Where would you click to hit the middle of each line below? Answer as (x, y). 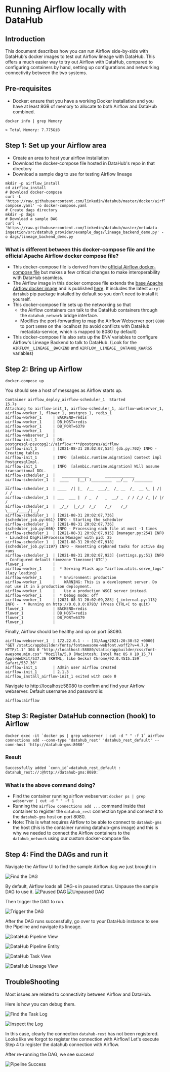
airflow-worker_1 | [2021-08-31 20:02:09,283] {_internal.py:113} (81, 600)
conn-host (16, 745)
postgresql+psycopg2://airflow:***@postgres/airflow (62, 444)
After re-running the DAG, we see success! (50, 1054)
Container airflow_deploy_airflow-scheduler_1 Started (65, 400)
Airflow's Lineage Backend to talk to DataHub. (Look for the (75, 342)
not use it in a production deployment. (49, 586)
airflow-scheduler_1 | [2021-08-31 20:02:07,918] (60, 542)
